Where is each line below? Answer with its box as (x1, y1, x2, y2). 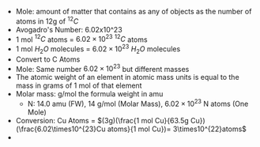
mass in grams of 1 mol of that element (15, 81, 142, 90)
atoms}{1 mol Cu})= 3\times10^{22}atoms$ (107, 124, 247, 134)
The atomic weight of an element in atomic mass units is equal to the (15, 73, 239, 82)
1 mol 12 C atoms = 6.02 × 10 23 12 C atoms (15, 33, 148, 44)
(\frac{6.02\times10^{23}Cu (15, 124, 106, 134)
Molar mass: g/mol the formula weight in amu (15, 89, 164, 99)
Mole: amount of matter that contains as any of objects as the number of (15, 7, 252, 16)
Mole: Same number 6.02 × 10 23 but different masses (15, 62, 190, 73)
